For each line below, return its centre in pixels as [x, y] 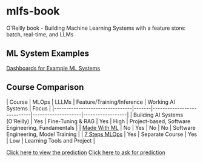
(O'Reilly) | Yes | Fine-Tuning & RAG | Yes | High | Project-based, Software [98, 121]
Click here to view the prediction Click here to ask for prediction [86, 152]
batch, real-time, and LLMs [40, 34]
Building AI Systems [158, 115]
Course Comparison [45, 87]
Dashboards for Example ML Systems [53, 68]
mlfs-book [33, 11]
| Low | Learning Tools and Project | [51, 140]
